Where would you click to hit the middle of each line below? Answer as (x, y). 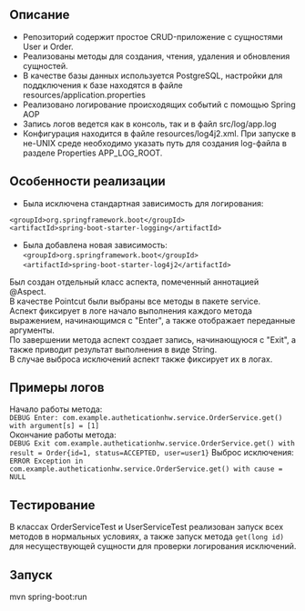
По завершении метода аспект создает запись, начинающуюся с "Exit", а (153, 339)
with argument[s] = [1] (55, 426)
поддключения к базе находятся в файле (103, 85)
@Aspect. (28, 291)
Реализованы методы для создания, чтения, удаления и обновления (156, 56)
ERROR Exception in (46, 461)
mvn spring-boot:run (48, 597)
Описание (40, 15)
